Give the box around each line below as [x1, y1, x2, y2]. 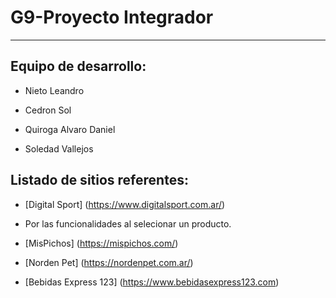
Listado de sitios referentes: [10, 172, 189, 189]
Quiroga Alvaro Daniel [24, 123, 116, 135]
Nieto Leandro [24, 84, 85, 96]
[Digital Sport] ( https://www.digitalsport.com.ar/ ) [24, 198, 226, 210]
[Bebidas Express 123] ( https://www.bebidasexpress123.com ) [24, 276, 280, 288]
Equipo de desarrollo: [10, 58, 147, 75]
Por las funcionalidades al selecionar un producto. [24, 217, 232, 230]
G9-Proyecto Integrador [10, 6, 214, 29]
